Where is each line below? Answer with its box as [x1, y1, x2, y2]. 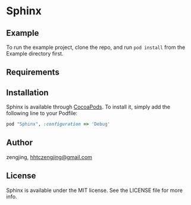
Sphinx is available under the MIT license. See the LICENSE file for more [6, 187, 183, 194]
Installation [6, 88, 49, 98]
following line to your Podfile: [6, 110, 78, 117]
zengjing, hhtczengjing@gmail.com [6, 153, 92, 160]
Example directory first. [6, 50, 64, 57]
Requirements [6, 67, 60, 77]
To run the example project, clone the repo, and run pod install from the [6, 44, 186, 51]
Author [6, 138, 33, 148]
